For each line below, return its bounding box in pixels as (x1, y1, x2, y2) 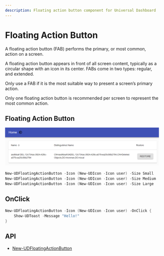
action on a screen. (5, 51, 44, 57)
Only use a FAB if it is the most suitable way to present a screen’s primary (5, 80, 153, 86)
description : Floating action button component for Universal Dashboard (5, 8, 156, 13)
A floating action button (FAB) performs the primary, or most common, (5, 46, 146, 51)
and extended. (5, 71, 34, 77)
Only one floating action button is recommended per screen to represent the (5, 95, 159, 101)
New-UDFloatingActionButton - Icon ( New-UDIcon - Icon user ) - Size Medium (5, 176, 156, 181)
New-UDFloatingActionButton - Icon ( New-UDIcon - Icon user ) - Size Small (5, 171, 154, 176)
